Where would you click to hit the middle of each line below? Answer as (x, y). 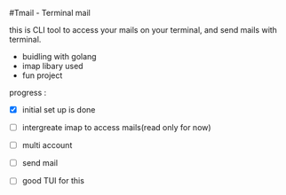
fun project (42, 75)
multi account (47, 145)
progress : (28, 93)
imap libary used (52, 66)
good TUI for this (53, 181)
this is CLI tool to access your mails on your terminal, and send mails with (143, 30)
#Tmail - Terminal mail (50, 13)
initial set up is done (59, 109)
